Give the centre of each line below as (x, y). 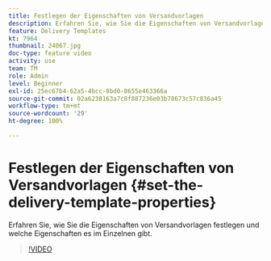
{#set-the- (167, 185)
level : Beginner (35, 83)
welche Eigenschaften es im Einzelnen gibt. (81, 233)
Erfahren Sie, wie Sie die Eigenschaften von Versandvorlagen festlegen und (134, 225)
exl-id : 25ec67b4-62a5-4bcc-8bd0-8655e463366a (88, 91)
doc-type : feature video (50, 53)
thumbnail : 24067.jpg (45, 46)
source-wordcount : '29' (48, 114)
